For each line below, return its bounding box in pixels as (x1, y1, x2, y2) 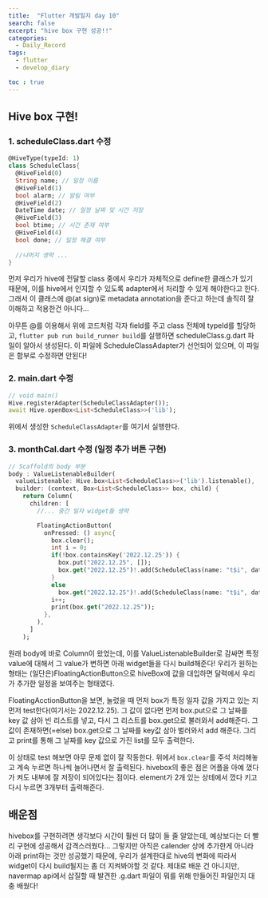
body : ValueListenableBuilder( (8, 469, 116, 478)
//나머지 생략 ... (15, 251, 69, 259)
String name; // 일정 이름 (15, 177, 98, 185)
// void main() (8, 391, 59, 400)
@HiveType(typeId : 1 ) (8, 154, 81, 162)
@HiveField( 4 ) (15, 229, 62, 237)
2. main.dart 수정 (8, 373, 74, 384)
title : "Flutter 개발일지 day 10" (8, 11, 120, 20)
